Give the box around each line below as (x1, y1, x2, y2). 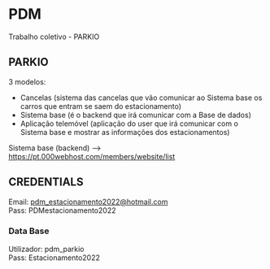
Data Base (8, 225, 50, 236)
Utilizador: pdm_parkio (8, 244, 85, 254)
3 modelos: (8, 76, 46, 86)
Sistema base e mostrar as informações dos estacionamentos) (20, 127, 230, 137)
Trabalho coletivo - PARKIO (8, 32, 100, 41)
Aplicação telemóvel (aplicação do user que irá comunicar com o (20, 119, 238, 128)
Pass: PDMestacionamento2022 (8, 205, 116, 215)
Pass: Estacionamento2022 (8, 253, 100, 262)
